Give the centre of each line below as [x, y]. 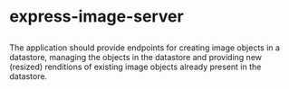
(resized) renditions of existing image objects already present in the [135, 67]
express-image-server [96, 17]
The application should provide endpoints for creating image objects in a [145, 48]
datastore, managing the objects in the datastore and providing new [136, 57]
